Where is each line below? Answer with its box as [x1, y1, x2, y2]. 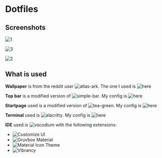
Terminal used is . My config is [5, 112, 91, 118]
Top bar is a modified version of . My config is [5, 93, 127, 99]
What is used [5, 70, 47, 79]
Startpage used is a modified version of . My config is [5, 102, 142, 108]
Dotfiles [5, 3, 38, 15]
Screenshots [5, 23, 46, 32]
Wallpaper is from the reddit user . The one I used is [5, 83, 136, 89]
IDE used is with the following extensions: [5, 122, 117, 128]
